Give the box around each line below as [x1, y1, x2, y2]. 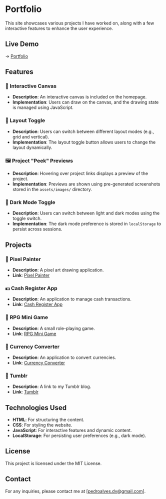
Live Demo [5, 40, 39, 48]
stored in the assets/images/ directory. [12, 186, 92, 192]
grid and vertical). [12, 133, 49, 139]
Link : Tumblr [12, 389, 39, 395]
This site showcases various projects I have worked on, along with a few [5, 20, 154, 26]
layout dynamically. [12, 144, 52, 150]
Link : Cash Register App [12, 301, 62, 307]
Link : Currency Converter [12, 359, 65, 365]
